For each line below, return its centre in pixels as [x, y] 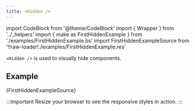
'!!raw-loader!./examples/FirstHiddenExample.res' [66, 47]
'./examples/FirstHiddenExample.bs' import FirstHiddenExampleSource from [98, 40]
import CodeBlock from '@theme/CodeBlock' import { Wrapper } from [90, 28]
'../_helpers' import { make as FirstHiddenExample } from [74, 34]
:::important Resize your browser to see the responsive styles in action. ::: [94, 102]
